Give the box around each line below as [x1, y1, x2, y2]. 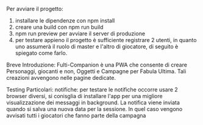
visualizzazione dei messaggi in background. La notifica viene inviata [6, 99, 180, 106]
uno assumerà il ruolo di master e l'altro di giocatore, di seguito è [15, 43, 179, 50]
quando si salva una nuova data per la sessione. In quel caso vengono [6, 105, 183, 112]
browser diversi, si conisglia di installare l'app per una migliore [6, 93, 163, 99]
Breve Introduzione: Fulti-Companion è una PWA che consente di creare [6, 61, 188, 68]
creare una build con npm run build [15, 24, 104, 30]
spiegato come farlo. [15, 49, 68, 57]
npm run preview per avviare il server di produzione [15, 30, 145, 37]
